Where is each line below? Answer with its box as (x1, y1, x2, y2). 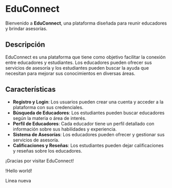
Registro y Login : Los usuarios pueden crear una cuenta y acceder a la (12, 98, 164, 105)
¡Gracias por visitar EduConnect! (5, 157, 74, 164)
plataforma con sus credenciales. (12, 104, 84, 110)
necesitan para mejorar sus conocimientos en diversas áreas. (5, 70, 136, 76)
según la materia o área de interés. (12, 115, 86, 121)
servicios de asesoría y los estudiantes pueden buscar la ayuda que (5, 65, 149, 71)
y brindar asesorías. (5, 25, 48, 31)
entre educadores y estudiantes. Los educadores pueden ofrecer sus (5, 59, 152, 66)
